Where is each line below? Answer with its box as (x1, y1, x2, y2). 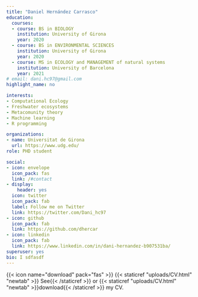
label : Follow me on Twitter (11, 204, 85, 210)
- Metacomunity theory (6, 109, 63, 115)
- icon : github (6, 215, 45, 221)
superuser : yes (6, 248, 45, 255)
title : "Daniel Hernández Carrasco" (6, 8, 98, 15)
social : (6, 159, 26, 165)
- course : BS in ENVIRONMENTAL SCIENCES (11, 43, 114, 49)
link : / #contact (11, 176, 52, 182)
